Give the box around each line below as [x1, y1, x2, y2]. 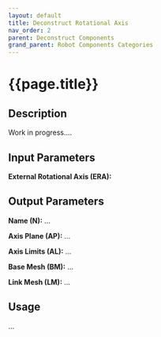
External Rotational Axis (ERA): [8, 171, 112, 181]
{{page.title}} [8, 75, 99, 94]
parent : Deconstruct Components [8, 33, 114, 42]
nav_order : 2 [8, 26, 51, 34]
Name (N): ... [8, 216, 51, 225]
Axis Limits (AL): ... [8, 247, 72, 256]
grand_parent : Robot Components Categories [8, 41, 154, 49]
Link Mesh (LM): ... [8, 277, 71, 286]
